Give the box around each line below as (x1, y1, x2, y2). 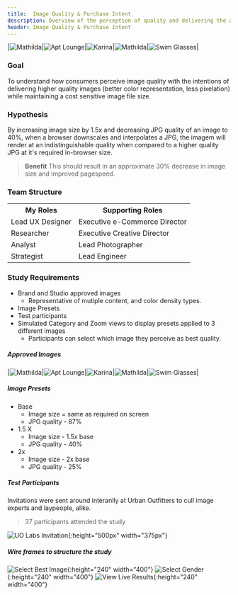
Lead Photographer (78, 240, 143, 250)
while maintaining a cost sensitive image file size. (7, 91, 151, 100)
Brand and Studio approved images (17, 288, 121, 297)
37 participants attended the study (24, 518, 126, 526)
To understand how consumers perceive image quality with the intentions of (7, 76, 229, 85)
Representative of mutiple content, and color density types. (28, 296, 202, 305)
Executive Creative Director (78, 228, 170, 238)
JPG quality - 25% (28, 462, 83, 471)
